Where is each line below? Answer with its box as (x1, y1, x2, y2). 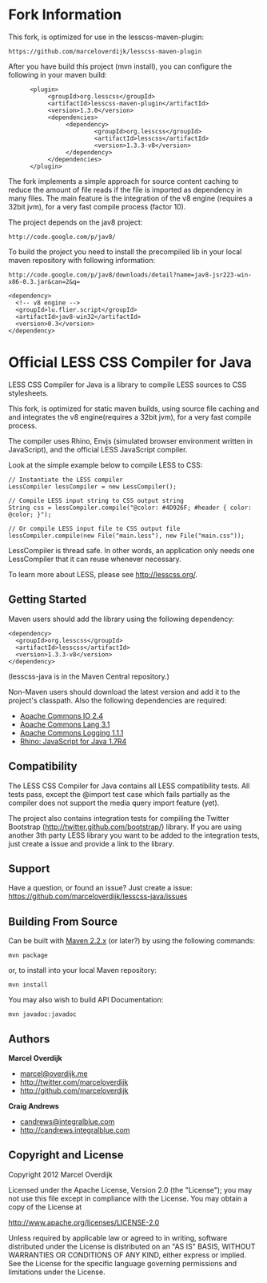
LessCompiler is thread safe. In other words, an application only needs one (8, 545, 255, 555)
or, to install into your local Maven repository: (8, 966, 157, 975)
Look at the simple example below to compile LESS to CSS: (8, 460, 203, 469)
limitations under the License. (8, 1267, 106, 1277)
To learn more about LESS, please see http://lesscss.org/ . (8, 569, 198, 579)
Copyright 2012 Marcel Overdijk (8, 1169, 114, 1179)
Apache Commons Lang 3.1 (19, 719, 110, 729)
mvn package (8, 951, 48, 960)
